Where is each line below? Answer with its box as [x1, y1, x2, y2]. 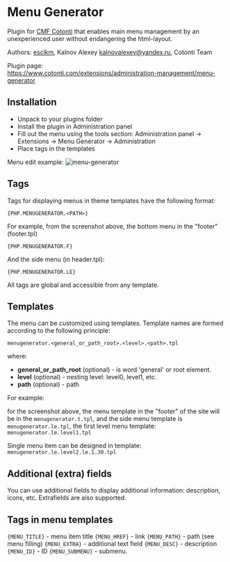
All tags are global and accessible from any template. [7, 281, 159, 289]
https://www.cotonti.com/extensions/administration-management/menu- [7, 69, 215, 77]
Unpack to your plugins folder [17, 115, 103, 123]
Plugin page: [7, 61, 44, 69]
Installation [7, 97, 57, 108]
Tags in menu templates [7, 513, 113, 525]
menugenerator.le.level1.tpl [7, 429, 92, 436]
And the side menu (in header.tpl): [7, 255, 105, 263]
